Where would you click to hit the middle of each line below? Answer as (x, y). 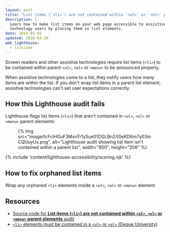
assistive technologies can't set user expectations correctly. (68, 88)
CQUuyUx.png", (35, 142)
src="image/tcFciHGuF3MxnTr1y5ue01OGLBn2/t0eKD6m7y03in (84, 137)
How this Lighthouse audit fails (55, 104)
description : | (21, 19)
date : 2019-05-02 (24, 33)
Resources (23, 201)
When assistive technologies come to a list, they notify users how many (80, 77)
